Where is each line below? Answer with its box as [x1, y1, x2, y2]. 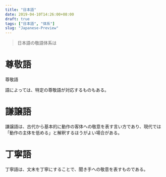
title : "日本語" [5, 7, 37, 12]
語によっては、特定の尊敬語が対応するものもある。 [5, 87, 109, 93]
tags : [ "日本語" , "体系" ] [5, 21, 55, 26]
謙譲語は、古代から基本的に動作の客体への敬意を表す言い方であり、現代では [5, 123, 162, 129]
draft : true [5, 16, 30, 21]
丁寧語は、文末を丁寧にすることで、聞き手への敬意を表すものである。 [5, 166, 149, 172]
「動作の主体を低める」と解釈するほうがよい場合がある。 [5, 130, 122, 135]
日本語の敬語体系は [17, 40, 57, 46]
